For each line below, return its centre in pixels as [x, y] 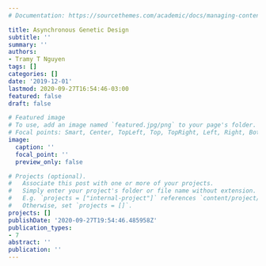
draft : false [30, 104]
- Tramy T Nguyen [37, 59]
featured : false [35, 96]
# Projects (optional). [47, 176]
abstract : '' [30, 242]
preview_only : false [49, 162]
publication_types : [40, 228]
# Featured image [37, 118]
